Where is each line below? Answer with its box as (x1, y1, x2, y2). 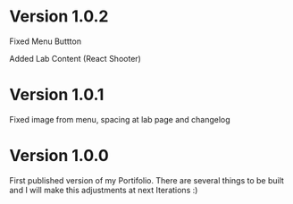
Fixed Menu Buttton (9, 36, 82, 47)
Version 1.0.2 (9, 6, 109, 27)
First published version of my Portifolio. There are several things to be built (9, 174, 284, 185)
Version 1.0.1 (9, 85, 105, 105)
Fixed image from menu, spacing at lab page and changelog (9, 114, 230, 124)
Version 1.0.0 (9, 146, 109, 166)
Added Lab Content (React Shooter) (9, 53, 141, 64)
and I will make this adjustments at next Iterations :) (9, 184, 198, 195)
